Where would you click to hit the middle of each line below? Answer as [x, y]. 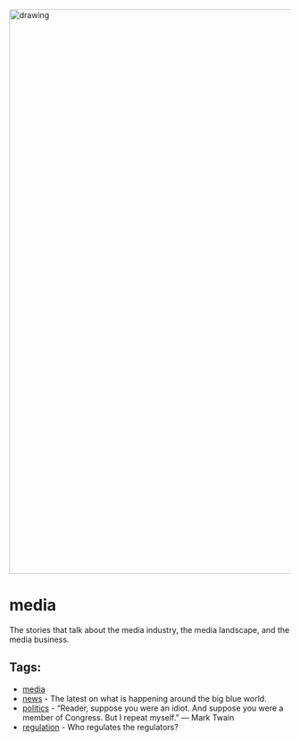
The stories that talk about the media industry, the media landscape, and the [150, 629]
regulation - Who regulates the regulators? [100, 727]
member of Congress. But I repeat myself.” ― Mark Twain [128, 717]
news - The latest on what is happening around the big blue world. [144, 698]
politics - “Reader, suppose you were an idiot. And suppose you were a [153, 708]
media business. [39, 639]
